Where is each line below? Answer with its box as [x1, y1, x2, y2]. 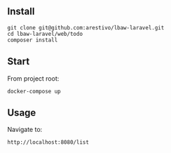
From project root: [7, 74, 60, 83]
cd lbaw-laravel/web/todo [7, 30, 83, 37]
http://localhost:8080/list [7, 139, 90, 146]
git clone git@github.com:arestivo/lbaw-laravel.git [7, 24, 165, 31]
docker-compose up [7, 88, 61, 95]
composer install [7, 36, 58, 44]
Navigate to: [7, 126, 43, 134]
